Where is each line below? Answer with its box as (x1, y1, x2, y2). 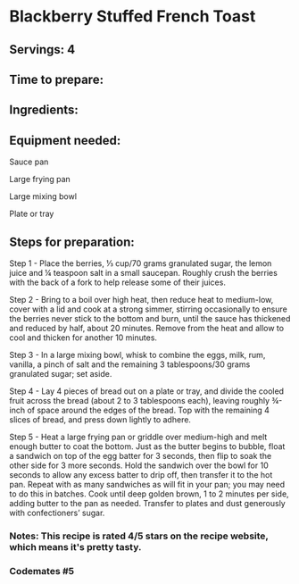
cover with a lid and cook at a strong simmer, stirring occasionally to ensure (9, 304, 287, 314)
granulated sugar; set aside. (9, 368, 112, 379)
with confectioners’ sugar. (9, 507, 105, 518)
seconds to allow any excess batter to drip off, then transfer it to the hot (9, 469, 273, 480)
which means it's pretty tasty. (9, 540, 142, 553)
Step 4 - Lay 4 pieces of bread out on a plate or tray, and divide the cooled (9, 386, 284, 396)
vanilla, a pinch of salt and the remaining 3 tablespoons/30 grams (9, 359, 251, 370)
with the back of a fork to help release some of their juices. (9, 277, 226, 288)
